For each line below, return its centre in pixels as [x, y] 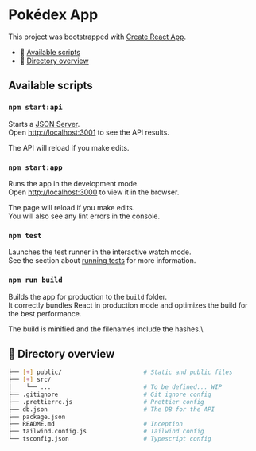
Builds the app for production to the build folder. [88, 296]
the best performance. [45, 313]
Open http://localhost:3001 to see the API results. [89, 132]
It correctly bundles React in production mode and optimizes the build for [128, 305]
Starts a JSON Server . [44, 124]
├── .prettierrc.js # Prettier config [106, 402]
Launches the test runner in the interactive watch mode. [100, 252]
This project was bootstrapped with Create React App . [97, 37]
